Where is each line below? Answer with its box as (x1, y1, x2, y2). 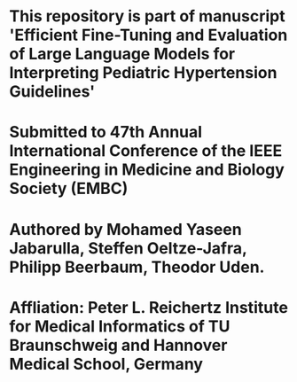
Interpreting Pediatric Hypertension (9, 63, 277, 83)
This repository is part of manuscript (9, 6, 285, 27)
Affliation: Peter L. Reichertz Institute (9, 297, 288, 317)
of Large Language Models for (9, 44, 236, 64)
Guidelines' (9, 82, 96, 102)
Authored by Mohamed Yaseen (9, 219, 242, 239)
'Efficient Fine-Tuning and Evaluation (9, 25, 288, 45)
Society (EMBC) (9, 179, 129, 199)
